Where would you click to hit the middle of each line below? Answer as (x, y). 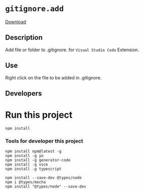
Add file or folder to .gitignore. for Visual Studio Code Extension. (72, 50)
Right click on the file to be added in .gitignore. (53, 77)
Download (16, 22)
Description (24, 37)
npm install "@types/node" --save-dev (46, 187)
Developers (24, 93)
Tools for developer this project (44, 141)
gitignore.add (35, 9)
